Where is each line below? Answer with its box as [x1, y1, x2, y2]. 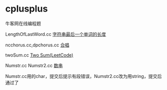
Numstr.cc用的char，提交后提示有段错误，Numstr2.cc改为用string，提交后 [5, 73, 162, 79]
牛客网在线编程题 [5, 20, 41, 26]
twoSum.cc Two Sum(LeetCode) [5, 52, 74, 58]
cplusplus [5, 3, 48, 15]
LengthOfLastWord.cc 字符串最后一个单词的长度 [5, 31, 106, 37]
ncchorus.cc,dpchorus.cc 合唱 [5, 41, 70, 48]
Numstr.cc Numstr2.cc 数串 [5, 62, 63, 68]
